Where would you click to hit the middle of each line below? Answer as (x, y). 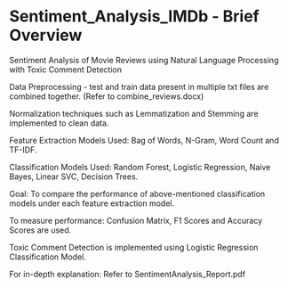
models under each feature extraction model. (92, 203)
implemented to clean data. (59, 123)
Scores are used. (40, 230)
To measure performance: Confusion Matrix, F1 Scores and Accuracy (136, 220)
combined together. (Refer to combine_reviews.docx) (107, 96)
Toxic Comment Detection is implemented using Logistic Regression (134, 247)
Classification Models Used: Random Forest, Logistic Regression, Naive (140, 167)
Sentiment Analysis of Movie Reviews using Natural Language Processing (144, 60)
